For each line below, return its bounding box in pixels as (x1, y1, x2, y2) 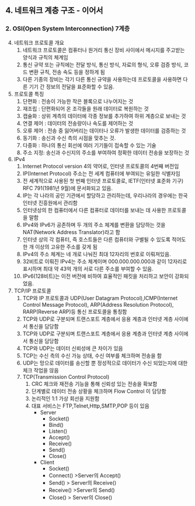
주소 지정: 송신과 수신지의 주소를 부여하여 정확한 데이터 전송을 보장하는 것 (22, 149, 190, 156)
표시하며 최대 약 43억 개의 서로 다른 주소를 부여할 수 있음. (22, 265, 154, 272)
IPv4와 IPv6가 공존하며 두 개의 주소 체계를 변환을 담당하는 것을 (22, 221, 166, 228)
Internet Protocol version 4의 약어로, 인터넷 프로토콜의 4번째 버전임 (22, 162, 179, 169)
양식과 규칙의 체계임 (22, 53, 68, 60)
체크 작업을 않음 (22, 366, 59, 373)
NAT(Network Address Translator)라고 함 (22, 228, 120, 236)
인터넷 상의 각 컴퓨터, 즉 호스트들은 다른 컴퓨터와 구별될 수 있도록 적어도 (22, 236, 186, 243)
